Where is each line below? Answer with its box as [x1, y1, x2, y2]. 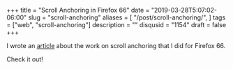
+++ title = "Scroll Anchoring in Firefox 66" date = [6, 6, 150, 14]
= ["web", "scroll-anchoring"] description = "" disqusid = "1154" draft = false [6, 21, 227, 29]
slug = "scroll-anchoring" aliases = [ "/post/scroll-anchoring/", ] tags [28, 13, 226, 22]
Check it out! [6, 55, 43, 63]
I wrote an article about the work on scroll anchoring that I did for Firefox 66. [6, 42, 226, 49]
